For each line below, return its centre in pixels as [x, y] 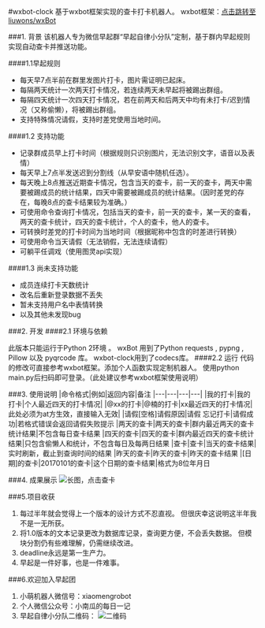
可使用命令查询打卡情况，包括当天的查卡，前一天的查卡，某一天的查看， [137, 212]
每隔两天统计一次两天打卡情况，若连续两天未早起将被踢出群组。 [123, 90]
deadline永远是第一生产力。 [65, 553]
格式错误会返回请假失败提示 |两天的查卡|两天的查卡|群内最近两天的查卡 [139, 424]
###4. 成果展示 [33, 480]
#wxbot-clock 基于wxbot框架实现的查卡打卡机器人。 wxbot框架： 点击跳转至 [132, 11]
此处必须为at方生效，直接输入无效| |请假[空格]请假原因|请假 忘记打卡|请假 [127, 414]
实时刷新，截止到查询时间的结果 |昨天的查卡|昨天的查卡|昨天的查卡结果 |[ [127, 453]
